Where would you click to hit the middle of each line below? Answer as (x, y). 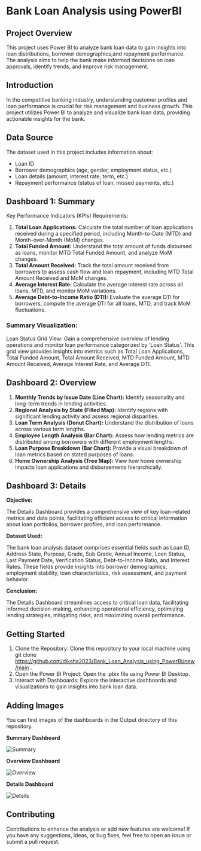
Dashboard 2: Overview (51, 383)
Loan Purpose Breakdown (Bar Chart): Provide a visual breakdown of (101, 448)
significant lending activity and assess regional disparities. (87, 416)
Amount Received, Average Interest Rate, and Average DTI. (79, 364)
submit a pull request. (33, 841)
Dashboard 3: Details (46, 486)
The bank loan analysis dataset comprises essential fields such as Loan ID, (98, 548)
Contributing (31, 815)
